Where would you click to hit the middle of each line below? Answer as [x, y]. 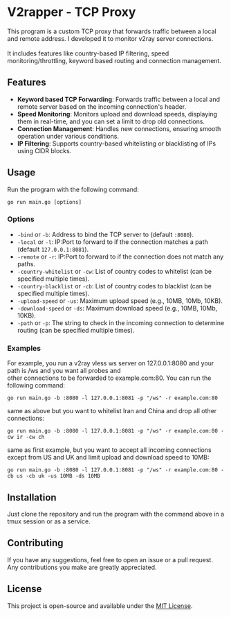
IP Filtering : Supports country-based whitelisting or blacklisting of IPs [117, 144]
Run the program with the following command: [73, 189]
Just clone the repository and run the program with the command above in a [116, 514]
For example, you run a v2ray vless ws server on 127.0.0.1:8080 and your [111, 363]
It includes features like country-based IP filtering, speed [88, 53]
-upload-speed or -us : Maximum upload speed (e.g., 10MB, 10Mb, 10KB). [120, 301]
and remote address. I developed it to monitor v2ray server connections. [110, 38]
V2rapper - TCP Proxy [72, 12]
